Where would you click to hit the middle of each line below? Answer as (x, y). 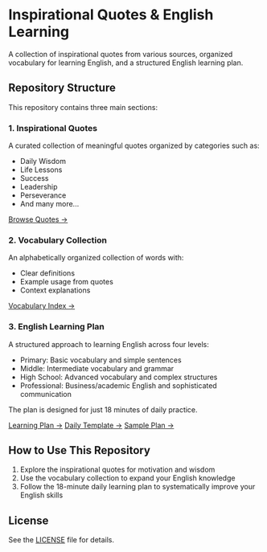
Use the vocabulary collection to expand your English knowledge (127, 478)
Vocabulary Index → (42, 306)
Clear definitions (47, 273)
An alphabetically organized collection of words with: (96, 258)
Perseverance (43, 195)
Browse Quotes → (38, 219)
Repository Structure (62, 88)
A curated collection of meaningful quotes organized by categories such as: (134, 145)
